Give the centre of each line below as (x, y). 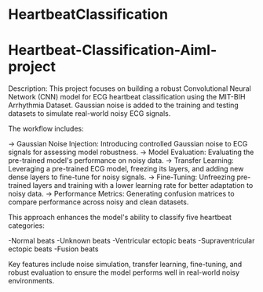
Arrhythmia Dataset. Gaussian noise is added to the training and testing (124, 105)
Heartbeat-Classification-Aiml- (113, 50)
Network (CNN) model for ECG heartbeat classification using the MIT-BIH (127, 97)
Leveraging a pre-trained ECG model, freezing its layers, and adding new (126, 169)
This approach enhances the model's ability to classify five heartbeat (120, 218)
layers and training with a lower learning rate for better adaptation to (143, 186)
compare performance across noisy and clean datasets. (99, 202)
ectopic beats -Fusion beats (53, 249)
